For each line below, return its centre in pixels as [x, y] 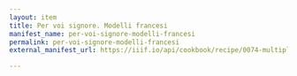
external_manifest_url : [53, 50]
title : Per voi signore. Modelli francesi [88, 26]
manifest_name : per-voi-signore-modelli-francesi [103, 34]
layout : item [33, 17]
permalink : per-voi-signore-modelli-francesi [94, 42]
